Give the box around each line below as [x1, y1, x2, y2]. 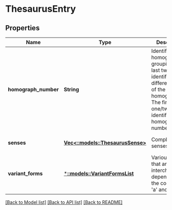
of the [151, 86, 165, 93]
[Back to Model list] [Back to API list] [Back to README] [5, 199, 123, 205]
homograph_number [8, 86, 59, 93]
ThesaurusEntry [5, 3, 76, 15]
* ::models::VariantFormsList [63, 170, 134, 177]
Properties [5, 24, 40, 32]
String [63, 86, 79, 93]
